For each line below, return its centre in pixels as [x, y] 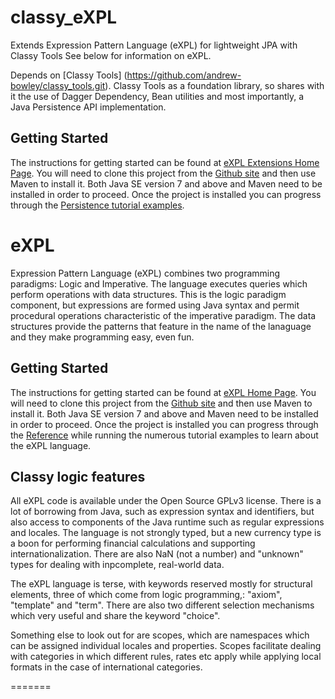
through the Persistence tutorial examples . [97, 205]
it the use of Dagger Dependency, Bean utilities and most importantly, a [157, 96]
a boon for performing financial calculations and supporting [133, 543]
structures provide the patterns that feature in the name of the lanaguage [161, 326]
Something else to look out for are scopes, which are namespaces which [160, 635]
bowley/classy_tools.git [58, 85]
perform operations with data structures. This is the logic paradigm [148, 294]
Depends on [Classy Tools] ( [69, 75]
